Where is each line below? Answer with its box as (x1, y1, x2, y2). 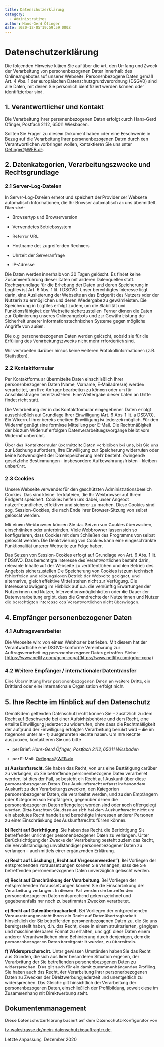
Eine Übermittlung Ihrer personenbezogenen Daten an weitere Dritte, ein (5, 678, 151, 684)
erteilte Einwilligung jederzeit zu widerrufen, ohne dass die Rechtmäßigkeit (5, 721, 155, 727)
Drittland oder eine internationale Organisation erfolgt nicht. (5, 683, 125, 689)
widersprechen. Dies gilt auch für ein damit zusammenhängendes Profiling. (5, 964, 157, 969)
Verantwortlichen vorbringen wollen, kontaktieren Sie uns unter (5, 141, 132, 147)
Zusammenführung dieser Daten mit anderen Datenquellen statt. (5, 276, 135, 282)
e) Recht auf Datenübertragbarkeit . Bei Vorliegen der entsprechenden (5, 907, 148, 913)
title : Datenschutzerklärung (5, 7, 64, 12)
